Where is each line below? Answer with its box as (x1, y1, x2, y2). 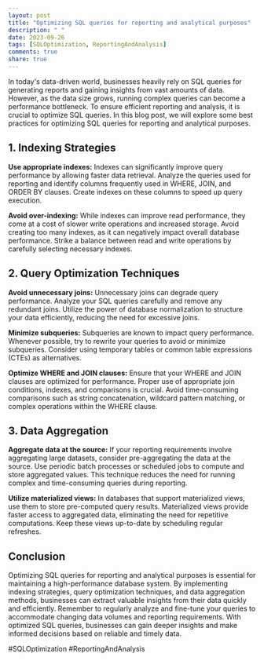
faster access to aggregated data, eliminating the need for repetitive (8, 510, 229, 520)
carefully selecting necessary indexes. (8, 244, 133, 254)
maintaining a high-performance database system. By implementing (8, 579, 229, 589)
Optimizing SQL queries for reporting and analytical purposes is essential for (8, 571, 256, 580)
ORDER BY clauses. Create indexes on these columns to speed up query (8, 187, 243, 196)
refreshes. (8, 527, 42, 536)
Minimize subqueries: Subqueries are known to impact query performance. (8, 327, 255, 338)
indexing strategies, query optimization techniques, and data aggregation (8, 587, 245, 597)
